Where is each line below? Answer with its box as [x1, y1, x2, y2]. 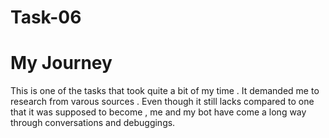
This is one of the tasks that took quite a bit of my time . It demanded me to [10, 85, 320, 97]
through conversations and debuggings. [10, 117, 176, 129]
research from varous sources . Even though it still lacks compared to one [10, 96, 315, 108]
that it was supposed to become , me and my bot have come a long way [10, 106, 307, 118]
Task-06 [10, 6, 82, 29]
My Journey [10, 52, 113, 75]
